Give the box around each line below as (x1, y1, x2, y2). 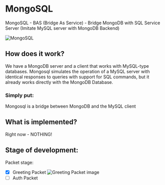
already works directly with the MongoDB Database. (5, 79, 113, 85)
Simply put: (5, 91, 34, 99)
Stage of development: (5, 146, 79, 155)
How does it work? (5, 50, 65, 58)
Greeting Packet (12, 169, 46, 175)
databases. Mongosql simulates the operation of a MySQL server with (5, 68, 150, 74)
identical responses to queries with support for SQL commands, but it (5, 74, 149, 80)
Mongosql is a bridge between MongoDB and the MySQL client (5, 103, 136, 109)
